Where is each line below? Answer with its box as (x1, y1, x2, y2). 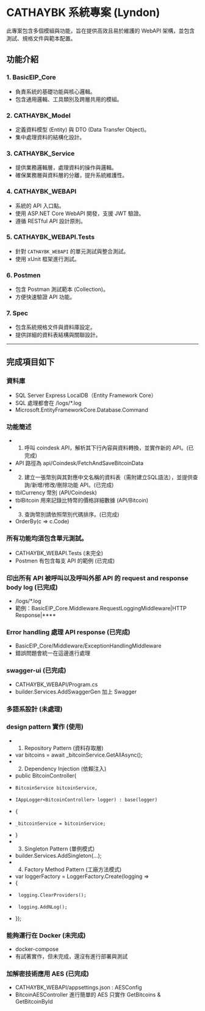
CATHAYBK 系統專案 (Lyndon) (6, 6, 160, 20)
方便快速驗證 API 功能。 (15, 293, 76, 301)
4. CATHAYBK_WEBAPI (6, 187, 77, 196)
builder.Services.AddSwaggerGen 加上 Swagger (15, 687, 137, 695)
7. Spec (6, 309, 29, 317)
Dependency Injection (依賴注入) (24, 765, 107, 772)
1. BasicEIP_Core (6, 73, 56, 81)
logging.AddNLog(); (18, 904, 68, 910)
